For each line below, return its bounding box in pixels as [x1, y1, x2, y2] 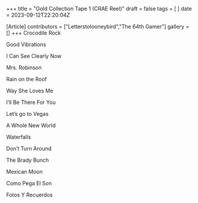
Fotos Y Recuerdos [6, 191, 53, 198]
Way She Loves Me [6, 87, 54, 94]
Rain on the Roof [6, 76, 47, 82]
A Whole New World [6, 122, 56, 129]
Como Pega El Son [6, 180, 52, 187]
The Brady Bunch [6, 156, 49, 164]
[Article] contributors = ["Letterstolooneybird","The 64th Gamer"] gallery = [6, 23, 190, 30]
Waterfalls [6, 134, 32, 140]
